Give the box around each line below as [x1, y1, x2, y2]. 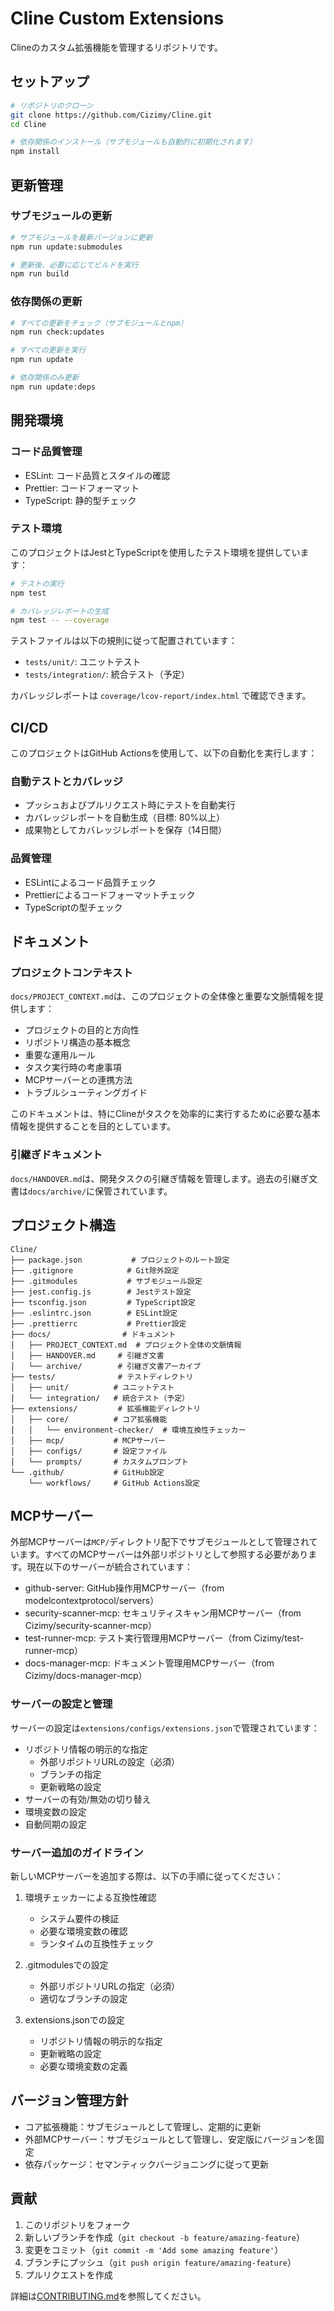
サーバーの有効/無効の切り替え [24, 1793, 152, 1805]
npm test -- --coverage [10, 615, 110, 626]
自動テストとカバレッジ [10, 775, 123, 789]
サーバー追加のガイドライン [10, 1845, 144, 1859]
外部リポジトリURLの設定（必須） [39, 1755, 180, 1767]
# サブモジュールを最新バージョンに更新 [10, 232, 153, 242]
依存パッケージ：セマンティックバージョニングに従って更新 [24, 2158, 269, 2170]
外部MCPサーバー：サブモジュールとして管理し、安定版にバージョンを [24, 2133, 316, 2145]
